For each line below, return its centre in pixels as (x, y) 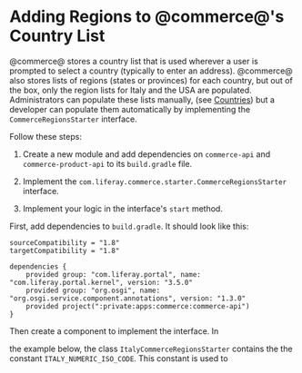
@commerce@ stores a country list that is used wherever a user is (134, 61)
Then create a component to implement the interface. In (114, 331)
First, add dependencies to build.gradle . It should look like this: (129, 226)
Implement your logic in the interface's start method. (122, 208)
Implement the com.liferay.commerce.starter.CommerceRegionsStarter (155, 181)
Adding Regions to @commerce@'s (147, 17)
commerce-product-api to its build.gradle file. (107, 163)
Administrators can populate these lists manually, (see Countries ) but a (142, 99)
